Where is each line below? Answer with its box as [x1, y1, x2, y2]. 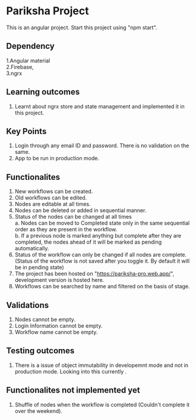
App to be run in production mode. [14, 155, 100, 162]
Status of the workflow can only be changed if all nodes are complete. [14, 251, 187, 259]
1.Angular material [6, 57, 50, 64]
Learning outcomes [6, 87, 80, 97]
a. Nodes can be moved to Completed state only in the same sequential [14, 219, 190, 227]
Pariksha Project [6, 4, 89, 18]
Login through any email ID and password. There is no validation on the [14, 142, 189, 150]
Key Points [6, 126, 47, 136]
